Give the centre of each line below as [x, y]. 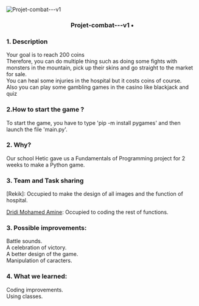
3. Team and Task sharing [45, 180]
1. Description [27, 41]
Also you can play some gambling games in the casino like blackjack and [98, 87]
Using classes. [25, 296]
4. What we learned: [37, 276]
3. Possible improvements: [47, 228]
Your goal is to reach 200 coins [46, 55]
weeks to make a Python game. [46, 165]
